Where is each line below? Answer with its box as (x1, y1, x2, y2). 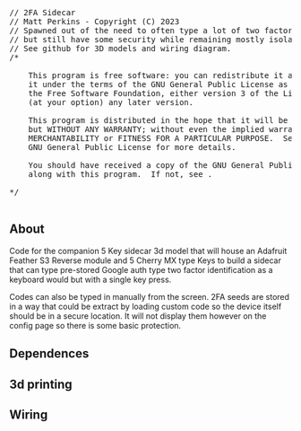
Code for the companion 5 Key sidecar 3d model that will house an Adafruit (9, 245, 288, 256)
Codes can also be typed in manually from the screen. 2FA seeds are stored (9, 291, 289, 302)
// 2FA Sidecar (9, 8, 76, 17)
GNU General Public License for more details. (28, 143, 236, 152)
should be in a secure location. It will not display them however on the (9, 310, 267, 321)
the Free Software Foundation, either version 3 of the (28, 89, 279, 98)
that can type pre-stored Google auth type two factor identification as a (9, 264, 273, 275)
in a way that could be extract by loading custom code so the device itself (9, 301, 282, 312)
